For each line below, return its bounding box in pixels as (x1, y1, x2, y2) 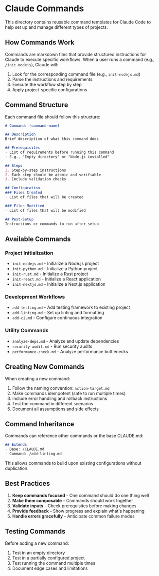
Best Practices (5, 479, 50, 488)
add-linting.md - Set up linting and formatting (12, 310, 105, 316)
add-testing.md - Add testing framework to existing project (12, 304, 130, 310)
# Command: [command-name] (5, 123, 60, 128)
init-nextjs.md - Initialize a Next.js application (12, 281, 106, 287)
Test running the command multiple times (12, 560, 96, 566)
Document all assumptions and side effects (12, 406, 99, 412)
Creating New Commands (5, 363, 85, 371)
